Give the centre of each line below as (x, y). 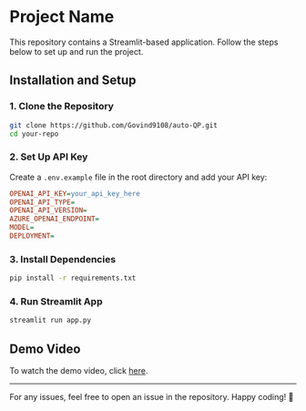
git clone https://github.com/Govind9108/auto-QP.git (114, 125)
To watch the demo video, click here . (79, 371)
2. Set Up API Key (49, 157)
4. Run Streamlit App (56, 302)
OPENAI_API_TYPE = (42, 202)
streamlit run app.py (51, 321)
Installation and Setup (73, 81)
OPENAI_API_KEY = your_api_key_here (75, 193)
